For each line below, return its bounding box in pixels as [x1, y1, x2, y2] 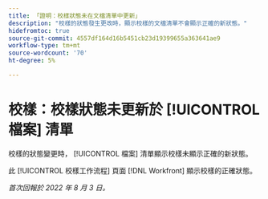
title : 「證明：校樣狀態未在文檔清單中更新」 [8, 11, 142, 20]
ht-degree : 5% [8, 57, 56, 65]
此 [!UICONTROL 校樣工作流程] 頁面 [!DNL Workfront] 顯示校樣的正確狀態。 [8, 165, 258, 175]
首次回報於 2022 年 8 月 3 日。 [8, 182, 110, 193]
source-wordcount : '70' [8, 49, 88, 57]
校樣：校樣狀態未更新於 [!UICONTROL [8, 101, 261, 119]
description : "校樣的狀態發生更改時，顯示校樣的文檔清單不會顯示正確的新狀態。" [8, 19, 248, 27]
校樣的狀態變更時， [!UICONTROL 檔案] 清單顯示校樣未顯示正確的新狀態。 [8, 148, 253, 158]
